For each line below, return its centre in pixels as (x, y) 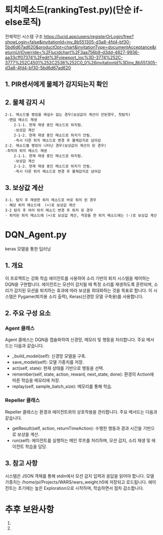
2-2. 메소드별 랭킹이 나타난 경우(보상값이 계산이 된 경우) (56, 146)
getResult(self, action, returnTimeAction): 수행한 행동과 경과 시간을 (77, 428)
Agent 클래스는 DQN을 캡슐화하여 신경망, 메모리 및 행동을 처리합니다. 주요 (75, 340)
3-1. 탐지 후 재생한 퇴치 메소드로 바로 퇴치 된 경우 (51, 200)
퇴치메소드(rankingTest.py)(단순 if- (74, 10)
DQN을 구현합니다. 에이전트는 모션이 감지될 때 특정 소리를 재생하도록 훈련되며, (79, 284)
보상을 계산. (28, 434)
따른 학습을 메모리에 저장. (36, 380)
